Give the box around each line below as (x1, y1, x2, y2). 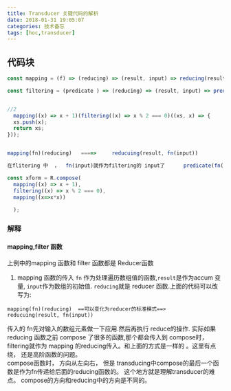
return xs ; (13, 125, 45, 132)
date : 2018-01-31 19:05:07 (7, 16, 85, 23)
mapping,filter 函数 (7, 242, 63, 251)
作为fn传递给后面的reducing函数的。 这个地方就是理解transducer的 (19, 368, 210, 376)
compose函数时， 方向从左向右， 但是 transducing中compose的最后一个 (7, 359, 213, 368)
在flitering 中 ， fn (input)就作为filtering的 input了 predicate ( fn (7, 162, 221, 169)
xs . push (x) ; (13, 118, 48, 126)
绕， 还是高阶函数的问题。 (7, 350, 81, 359)
